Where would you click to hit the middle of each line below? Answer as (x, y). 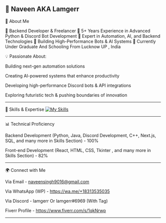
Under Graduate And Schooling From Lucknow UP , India (63, 46)
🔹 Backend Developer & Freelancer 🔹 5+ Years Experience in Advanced (78, 31)
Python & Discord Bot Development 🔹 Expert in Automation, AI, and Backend (83, 36)
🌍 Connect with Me (25, 170)
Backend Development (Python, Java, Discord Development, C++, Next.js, (81, 135)
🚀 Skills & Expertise (25, 109)
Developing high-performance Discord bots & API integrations (68, 85)
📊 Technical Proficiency (30, 124)
